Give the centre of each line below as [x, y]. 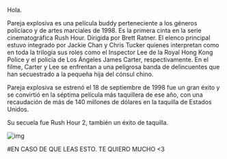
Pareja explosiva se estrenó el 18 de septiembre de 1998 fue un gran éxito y [113, 87]
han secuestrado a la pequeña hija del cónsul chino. [80, 74]
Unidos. [18, 109]
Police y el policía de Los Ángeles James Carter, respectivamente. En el [108, 60]
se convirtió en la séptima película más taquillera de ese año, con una [105, 95]
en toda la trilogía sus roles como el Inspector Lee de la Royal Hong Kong [110, 52]
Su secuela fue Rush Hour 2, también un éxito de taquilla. [88, 122]
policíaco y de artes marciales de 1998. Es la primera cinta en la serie [104, 30]
